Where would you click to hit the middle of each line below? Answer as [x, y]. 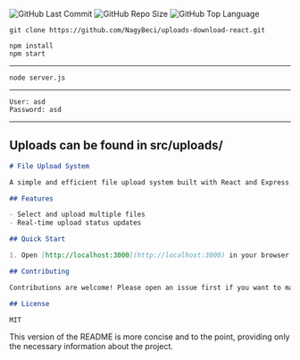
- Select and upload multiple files [77, 215]
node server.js [37, 78]
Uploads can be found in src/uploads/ [116, 146]
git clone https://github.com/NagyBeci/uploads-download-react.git [137, 30]
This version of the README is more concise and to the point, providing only [150, 337]
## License [29, 304]
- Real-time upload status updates [75, 223]
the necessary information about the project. [92, 347]
